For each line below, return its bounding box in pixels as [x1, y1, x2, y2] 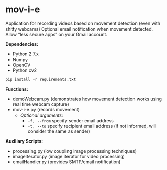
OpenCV [12, 62, 31, 68]
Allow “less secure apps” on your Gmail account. [5, 31, 108, 37]
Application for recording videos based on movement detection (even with [5, 20, 161, 26]
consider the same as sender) [27, 128, 90, 134]
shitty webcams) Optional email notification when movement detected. [5, 25, 153, 32]
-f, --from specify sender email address [27, 117, 114, 123]
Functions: [5, 86, 29, 92]
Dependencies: [5, 41, 39, 47]
